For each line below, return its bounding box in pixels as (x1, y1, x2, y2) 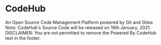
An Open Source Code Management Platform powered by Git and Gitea (5, 19, 153, 25)
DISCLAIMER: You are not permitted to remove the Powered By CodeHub (5, 30, 156, 36)
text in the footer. (5, 35, 41, 41)
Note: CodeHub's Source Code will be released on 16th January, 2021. (5, 24, 151, 30)
